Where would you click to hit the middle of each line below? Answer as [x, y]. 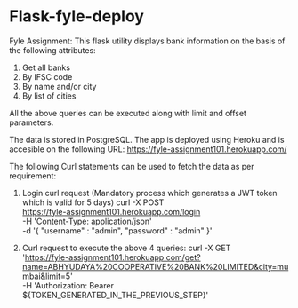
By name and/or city [59, 86]
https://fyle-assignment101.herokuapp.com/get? [113, 257]
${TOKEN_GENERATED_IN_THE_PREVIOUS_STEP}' [115, 295]
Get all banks [46, 67]
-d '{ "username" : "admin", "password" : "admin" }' [117, 230]
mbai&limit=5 [46, 276]
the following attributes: [52, 50]
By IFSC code [47, 76]
